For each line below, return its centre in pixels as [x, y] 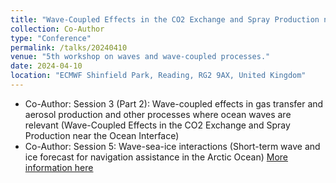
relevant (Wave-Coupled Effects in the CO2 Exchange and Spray [157, 125]
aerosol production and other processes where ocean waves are [158, 114]
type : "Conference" [51, 38]
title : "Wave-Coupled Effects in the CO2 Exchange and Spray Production [165, 19]
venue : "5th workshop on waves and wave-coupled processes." [140, 57]
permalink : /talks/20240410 [69, 47]
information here [59, 167]
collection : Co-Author [57, 29]
